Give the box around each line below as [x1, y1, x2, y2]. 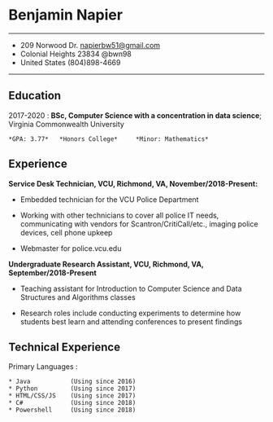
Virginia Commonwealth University [8, 119, 124, 129]
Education [8, 89, 62, 103]
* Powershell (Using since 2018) [8, 406, 136, 415]
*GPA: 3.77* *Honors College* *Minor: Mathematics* [8, 134, 209, 143]
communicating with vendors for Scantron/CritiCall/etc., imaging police [19, 218, 258, 229]
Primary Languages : [8, 362, 79, 371]
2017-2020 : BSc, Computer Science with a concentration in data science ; [8, 110, 262, 120]
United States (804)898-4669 [19, 57, 121, 67]
